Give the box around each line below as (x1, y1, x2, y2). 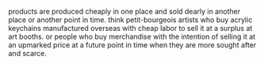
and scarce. (8, 49, 48, 58)
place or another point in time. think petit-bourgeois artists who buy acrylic (8, 15, 253, 24)
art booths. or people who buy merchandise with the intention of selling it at (8, 32, 256, 41)
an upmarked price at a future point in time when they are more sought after (8, 40, 257, 50)
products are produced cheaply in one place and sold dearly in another (8, 7, 240, 16)
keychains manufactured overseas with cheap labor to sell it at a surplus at (8, 24, 253, 32)
